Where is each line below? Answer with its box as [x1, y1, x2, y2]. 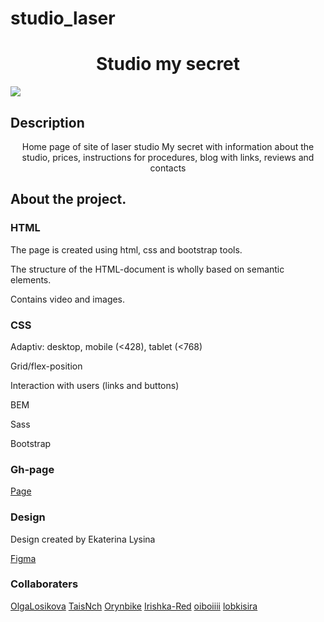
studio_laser [10, 7, 116, 30]
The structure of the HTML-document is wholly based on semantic [10, 263, 285, 275]
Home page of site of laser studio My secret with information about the [21, 140, 315, 152]
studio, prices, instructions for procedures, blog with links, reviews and [21, 151, 315, 163]
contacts [149, 162, 187, 174]
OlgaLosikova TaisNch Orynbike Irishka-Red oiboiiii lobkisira [10, 600, 258, 612]
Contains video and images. [10, 293, 126, 305]
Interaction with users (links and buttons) [10, 379, 180, 391]
